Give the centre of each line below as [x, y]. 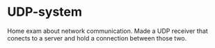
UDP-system [45, 12]
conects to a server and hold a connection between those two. [97, 38]
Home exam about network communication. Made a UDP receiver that [108, 31]
